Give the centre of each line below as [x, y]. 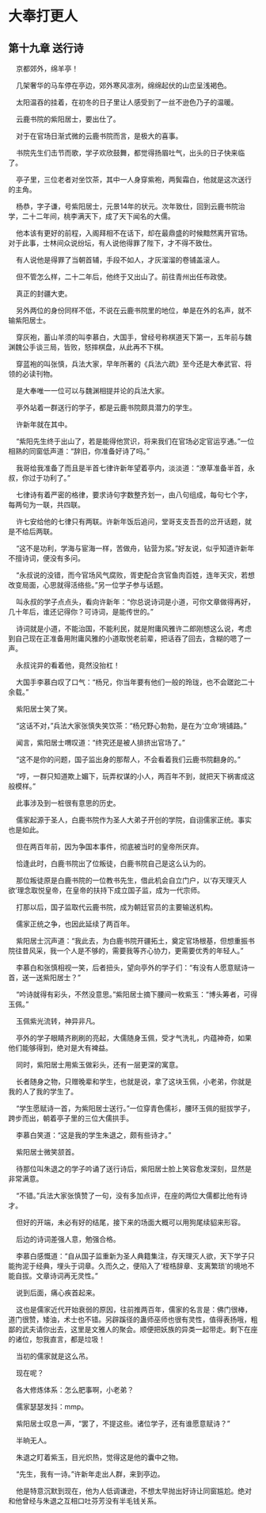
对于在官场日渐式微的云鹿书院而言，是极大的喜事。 [99, 136]
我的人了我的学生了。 [43, 1092]
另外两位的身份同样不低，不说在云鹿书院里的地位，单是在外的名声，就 [130, 310]
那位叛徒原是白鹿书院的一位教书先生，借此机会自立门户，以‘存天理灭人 [131, 880]
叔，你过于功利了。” [40, 478]
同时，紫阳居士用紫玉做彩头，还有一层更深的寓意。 [99, 1065]
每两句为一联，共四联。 [46, 505]
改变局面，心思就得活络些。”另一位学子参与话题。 [88, 585]
